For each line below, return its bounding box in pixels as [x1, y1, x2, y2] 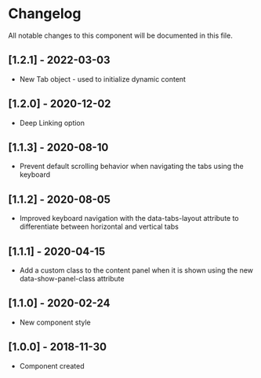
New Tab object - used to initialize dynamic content [19, 74, 187, 83]
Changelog [8, 5, 82, 23]
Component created [19, 361, 85, 370]
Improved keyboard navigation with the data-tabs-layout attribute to [19, 214, 239, 223]
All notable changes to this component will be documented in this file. [8, 31, 233, 40]
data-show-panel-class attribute [19, 274, 125, 283]
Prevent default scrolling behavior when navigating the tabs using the [19, 162, 245, 171]
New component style [19, 317, 92, 327]
